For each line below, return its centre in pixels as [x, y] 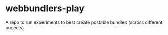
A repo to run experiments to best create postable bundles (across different [84, 22]
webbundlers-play [45, 9]
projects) [15, 27]
